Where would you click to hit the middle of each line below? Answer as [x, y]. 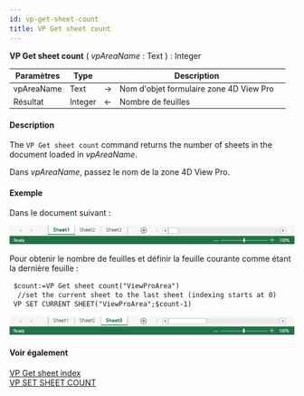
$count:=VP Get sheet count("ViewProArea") [96, 286]
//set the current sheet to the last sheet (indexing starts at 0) [147, 295]
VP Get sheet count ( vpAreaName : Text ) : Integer [105, 55]
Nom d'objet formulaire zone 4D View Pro [196, 89]
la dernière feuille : [44, 268]
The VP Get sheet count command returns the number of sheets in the [141, 145]
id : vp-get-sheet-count [54, 19]
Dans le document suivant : [60, 213]
